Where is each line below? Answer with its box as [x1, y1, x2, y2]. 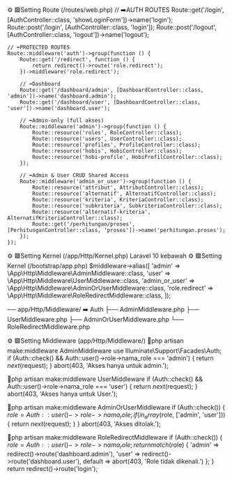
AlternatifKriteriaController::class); [7, 215, 123, 222]
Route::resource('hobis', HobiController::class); [32, 148, 183, 155]
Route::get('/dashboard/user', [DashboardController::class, [20, 99, 201, 106]
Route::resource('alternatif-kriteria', [32, 208, 151, 215]
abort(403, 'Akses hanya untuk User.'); [7, 389, 118, 398]
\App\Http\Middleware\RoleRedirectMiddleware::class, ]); [7, 291, 171, 300]
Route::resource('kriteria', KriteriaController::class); [32, 196, 204, 203]
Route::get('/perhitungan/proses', [32, 221, 136, 228]
